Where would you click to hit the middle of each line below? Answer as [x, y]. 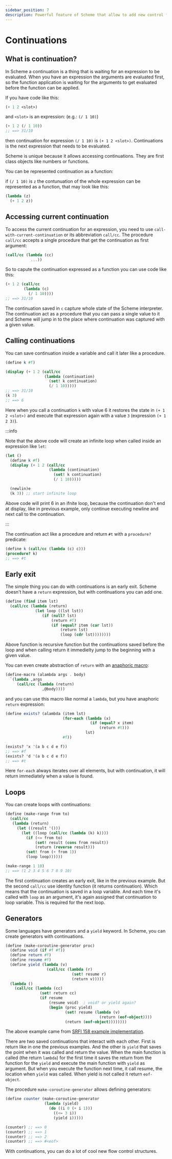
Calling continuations [40, 341]
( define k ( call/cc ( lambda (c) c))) [46, 549]
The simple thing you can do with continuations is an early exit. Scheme [81, 586]
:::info [11, 431]
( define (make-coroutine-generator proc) [50, 945]
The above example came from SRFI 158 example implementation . [75, 1031]
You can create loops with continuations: [48, 805]
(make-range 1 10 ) [25, 866]
